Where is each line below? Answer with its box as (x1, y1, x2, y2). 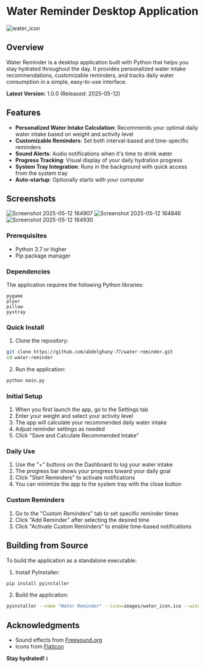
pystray (6, 309, 26, 315)
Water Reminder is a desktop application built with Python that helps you (6, 58, 189, 65)
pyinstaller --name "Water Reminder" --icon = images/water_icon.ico (6, 603, 182, 609)
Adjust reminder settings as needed (15, 425, 106, 432)
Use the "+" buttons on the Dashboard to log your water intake (15, 461, 173, 469)
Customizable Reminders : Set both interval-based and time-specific (15, 136, 189, 144)
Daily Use (6, 447, 35, 456)
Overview (6, 42, 45, 53)
